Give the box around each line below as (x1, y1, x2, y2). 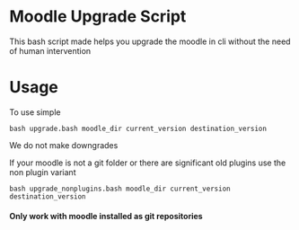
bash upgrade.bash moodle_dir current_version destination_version (9, 124, 268, 133)
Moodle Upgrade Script (9, 6, 187, 27)
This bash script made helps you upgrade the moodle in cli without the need (9, 36, 291, 47)
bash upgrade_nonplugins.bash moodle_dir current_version (9, 184, 231, 193)
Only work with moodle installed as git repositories (9, 211, 204, 222)
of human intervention (9, 45, 92, 56)
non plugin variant (9, 166, 76, 177)
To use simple (9, 106, 61, 118)
